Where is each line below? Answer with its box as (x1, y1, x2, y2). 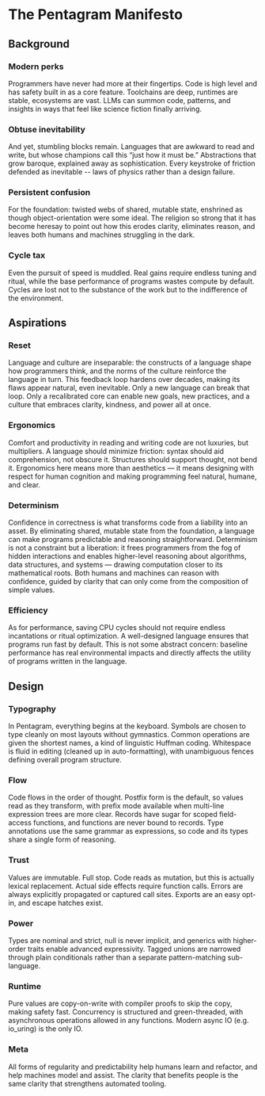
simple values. (8, 585, 55, 595)
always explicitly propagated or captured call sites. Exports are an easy (8, 889, 240, 899)
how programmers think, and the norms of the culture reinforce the (8, 366, 227, 376)
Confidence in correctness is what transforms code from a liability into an (8, 517, 248, 528)
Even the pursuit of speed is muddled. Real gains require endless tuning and (8, 268, 257, 277)
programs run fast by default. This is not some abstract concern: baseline (8, 640, 248, 649)
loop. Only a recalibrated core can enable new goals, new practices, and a (8, 391, 251, 401)
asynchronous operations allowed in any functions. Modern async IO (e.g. (8, 1016, 249, 1025)
